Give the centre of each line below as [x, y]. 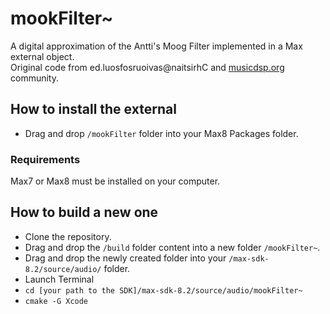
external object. [42, 56]
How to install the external [93, 109]
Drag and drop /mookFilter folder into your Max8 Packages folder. [161, 133]
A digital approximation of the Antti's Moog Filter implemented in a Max [156, 46]
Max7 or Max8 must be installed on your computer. [115, 181]
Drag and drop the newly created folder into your [125, 258]
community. [34, 78]
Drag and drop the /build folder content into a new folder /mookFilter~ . [172, 247]
